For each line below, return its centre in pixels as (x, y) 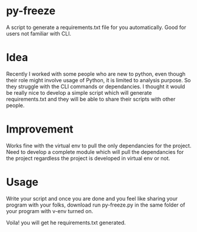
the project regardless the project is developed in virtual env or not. (88, 158)
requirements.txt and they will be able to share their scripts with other (91, 99)
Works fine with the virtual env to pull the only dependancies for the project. (99, 146)
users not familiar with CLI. (39, 33)
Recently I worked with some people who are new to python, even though (96, 74)
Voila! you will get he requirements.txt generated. (66, 223)
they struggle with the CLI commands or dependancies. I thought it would (96, 86)
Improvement (40, 129)
